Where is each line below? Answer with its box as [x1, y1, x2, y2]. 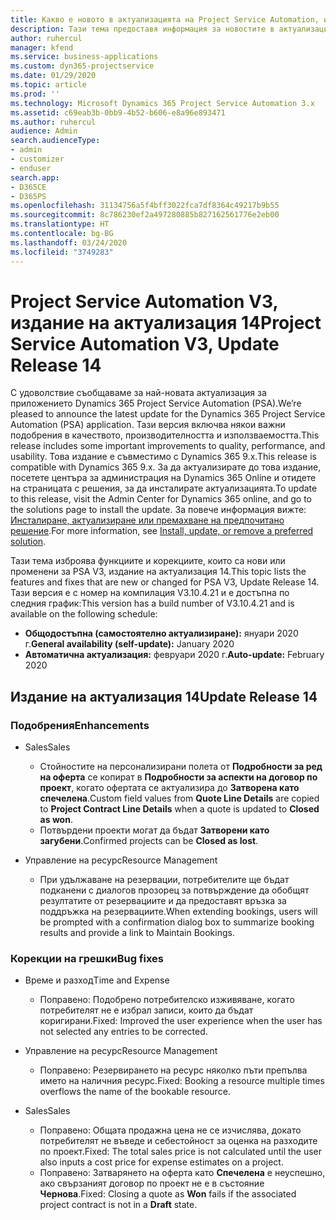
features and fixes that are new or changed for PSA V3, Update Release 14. [10, 576, 320, 588]
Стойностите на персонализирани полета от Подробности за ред [39, 761, 323, 773]
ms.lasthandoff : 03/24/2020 [10, 237, 128, 248]
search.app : [10, 172, 60, 183]
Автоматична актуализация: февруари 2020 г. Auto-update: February [24, 649, 325, 661]
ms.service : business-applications [10, 52, 159, 62]
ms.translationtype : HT [10, 219, 110, 230]
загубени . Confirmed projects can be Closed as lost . [39, 835, 259, 847]
